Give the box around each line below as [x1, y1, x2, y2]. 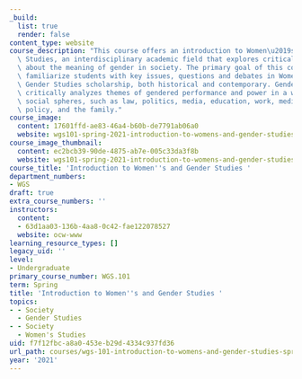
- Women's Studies [17, 331, 87, 339]
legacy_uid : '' [9, 247, 67, 256]
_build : [9, 13, 39, 22]
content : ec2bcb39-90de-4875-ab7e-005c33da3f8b [17, 146, 200, 155]
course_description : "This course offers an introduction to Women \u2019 [9, 47, 292, 56]
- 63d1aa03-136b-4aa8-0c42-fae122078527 [17, 222, 171, 231]
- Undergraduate [9, 264, 70, 273]
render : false [17, 30, 70, 39]
